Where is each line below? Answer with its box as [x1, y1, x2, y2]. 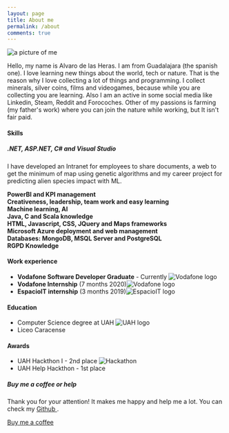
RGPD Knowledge [7, 241, 59, 249]
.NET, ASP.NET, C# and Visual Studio [7, 144, 117, 153]
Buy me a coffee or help [7, 381, 77, 389]
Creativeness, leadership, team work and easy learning [7, 198, 169, 206]
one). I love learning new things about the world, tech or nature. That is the [7, 69, 219, 77]
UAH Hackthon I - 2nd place [17, 357, 98, 365]
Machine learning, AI [7, 204, 68, 213]
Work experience [7, 257, 58, 266]
